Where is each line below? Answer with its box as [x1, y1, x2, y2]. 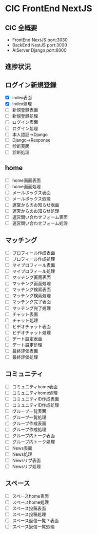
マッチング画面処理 [12, 281, 51, 287]
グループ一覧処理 [12, 414, 46, 421]
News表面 [12, 445, 33, 451]
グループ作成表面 [12, 421, 46, 426]
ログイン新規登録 [5, 81, 57, 89]
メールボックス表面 [12, 189, 51, 196]
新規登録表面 [12, 107, 38, 113]
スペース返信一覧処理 [12, 524, 55, 530]
